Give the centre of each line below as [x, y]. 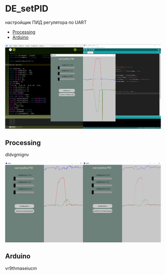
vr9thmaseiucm [21, 268]
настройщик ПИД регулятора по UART [46, 22]
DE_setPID [27, 9]
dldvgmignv [17, 155]
